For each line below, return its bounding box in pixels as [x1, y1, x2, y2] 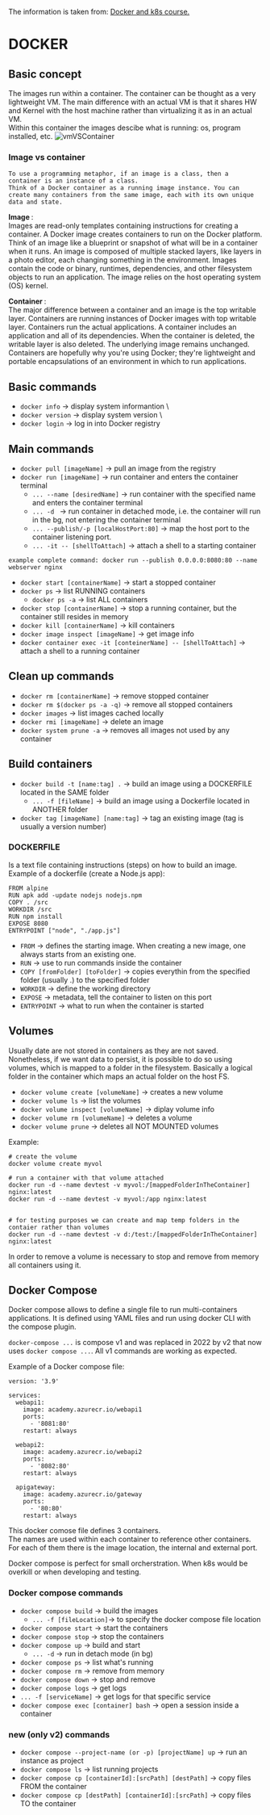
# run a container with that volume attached [8, 1174, 164, 1182]
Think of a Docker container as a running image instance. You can [8, 184, 240, 192]
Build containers [8, 757, 93, 771]
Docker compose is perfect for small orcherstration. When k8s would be [8, 1558, 248, 1569]
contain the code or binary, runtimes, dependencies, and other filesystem [8, 264, 252, 274]
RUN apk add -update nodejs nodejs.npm [8, 891, 143, 899]
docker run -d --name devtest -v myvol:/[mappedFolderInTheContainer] [8, 1180, 251, 1189]
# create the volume [8, 1152, 78, 1161]
